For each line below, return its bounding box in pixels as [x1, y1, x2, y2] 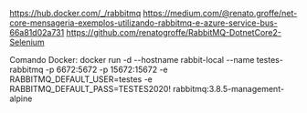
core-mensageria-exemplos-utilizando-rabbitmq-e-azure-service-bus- [9, 17, 279, 28]
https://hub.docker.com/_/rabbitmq [9, 8, 142, 18]
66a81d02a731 [9, 27, 65, 37]
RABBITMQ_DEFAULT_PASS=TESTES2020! [9, 84, 172, 94]
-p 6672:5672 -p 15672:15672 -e [45, 64, 169, 75]
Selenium [9, 36, 45, 47]
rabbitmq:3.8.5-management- [173, 84, 285, 94]
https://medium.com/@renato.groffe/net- [143, 8, 298, 18]
